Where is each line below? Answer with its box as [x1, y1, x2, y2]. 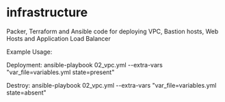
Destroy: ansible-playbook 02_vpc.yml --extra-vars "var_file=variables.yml [6, 81, 217, 89]
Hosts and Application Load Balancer [6, 34, 111, 42]
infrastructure [6, 5, 88, 20]
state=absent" [6, 88, 47, 97]
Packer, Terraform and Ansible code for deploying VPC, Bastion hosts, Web [6, 27, 219, 35]
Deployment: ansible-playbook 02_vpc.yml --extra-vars [6, 61, 163, 69]
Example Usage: [6, 48, 53, 56]
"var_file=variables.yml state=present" [6, 68, 115, 76]
